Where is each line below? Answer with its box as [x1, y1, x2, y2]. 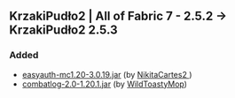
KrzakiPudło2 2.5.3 [9, 23, 118, 38]
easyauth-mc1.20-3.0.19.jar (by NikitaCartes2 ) [21, 69, 192, 79]
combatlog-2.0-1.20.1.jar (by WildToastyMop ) [21, 79, 188, 89]
